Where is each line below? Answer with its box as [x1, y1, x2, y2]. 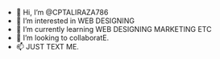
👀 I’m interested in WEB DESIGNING [15, 16, 135, 26]
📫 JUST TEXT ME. [15, 42, 79, 51]
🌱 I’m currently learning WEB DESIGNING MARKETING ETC [15, 25, 212, 33]
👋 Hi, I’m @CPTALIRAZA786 [15, 8, 109, 17]
